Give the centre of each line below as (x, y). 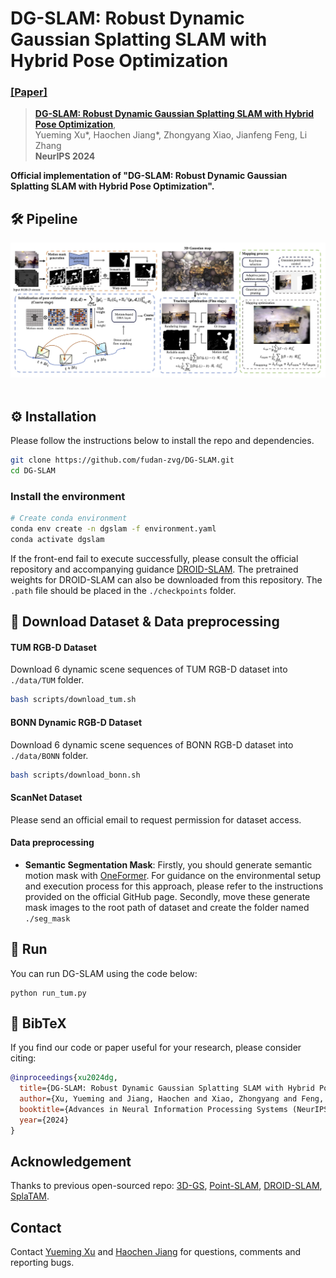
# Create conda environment (69, 518)
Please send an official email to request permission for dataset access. (156, 819)
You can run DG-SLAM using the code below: (104, 973)
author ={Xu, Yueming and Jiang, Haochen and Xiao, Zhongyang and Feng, (172, 1099)
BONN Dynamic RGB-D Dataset (76, 722)
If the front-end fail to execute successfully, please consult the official (154, 558)
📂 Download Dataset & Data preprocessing (145, 622)
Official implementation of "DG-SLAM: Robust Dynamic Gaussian (149, 176)
